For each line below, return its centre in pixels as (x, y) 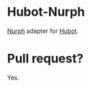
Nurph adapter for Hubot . (43, 31)
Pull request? (45, 59)
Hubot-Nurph (46, 12)
